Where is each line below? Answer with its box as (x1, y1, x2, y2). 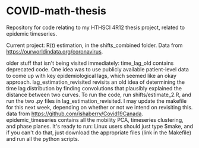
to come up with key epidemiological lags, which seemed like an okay (6, 72, 177, 79)
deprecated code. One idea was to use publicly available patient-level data (6, 65, 189, 73)
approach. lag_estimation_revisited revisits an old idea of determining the (6, 78, 185, 86)
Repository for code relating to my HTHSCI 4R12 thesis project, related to (6, 24, 185, 31)
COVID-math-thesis (6, 4, 107, 18)
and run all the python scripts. (6, 135, 80, 142)
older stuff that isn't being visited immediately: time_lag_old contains (6, 59, 174, 67)
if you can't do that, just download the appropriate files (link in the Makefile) (6, 129, 192, 136)
